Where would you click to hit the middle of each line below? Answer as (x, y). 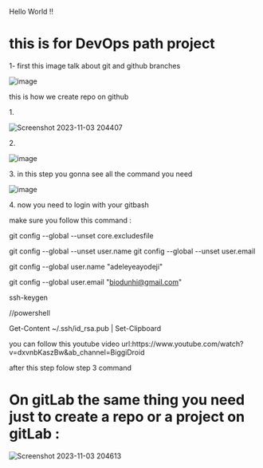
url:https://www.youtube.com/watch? (183, 344)
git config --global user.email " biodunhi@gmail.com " (96, 281)
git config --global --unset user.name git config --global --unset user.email (132, 251)
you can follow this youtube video (65, 344)
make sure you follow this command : (71, 220)
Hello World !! (31, 12)
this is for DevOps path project (112, 44)
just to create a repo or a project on (127, 417)
